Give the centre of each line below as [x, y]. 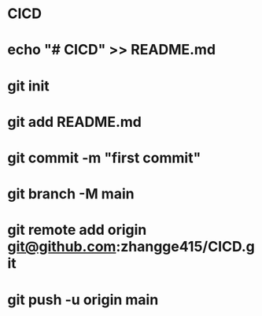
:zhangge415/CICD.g [185, 247]
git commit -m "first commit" [104, 158]
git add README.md [75, 122]
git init [29, 86]
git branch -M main [71, 194]
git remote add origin [77, 230]
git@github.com [62, 247]
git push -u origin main [83, 299]
